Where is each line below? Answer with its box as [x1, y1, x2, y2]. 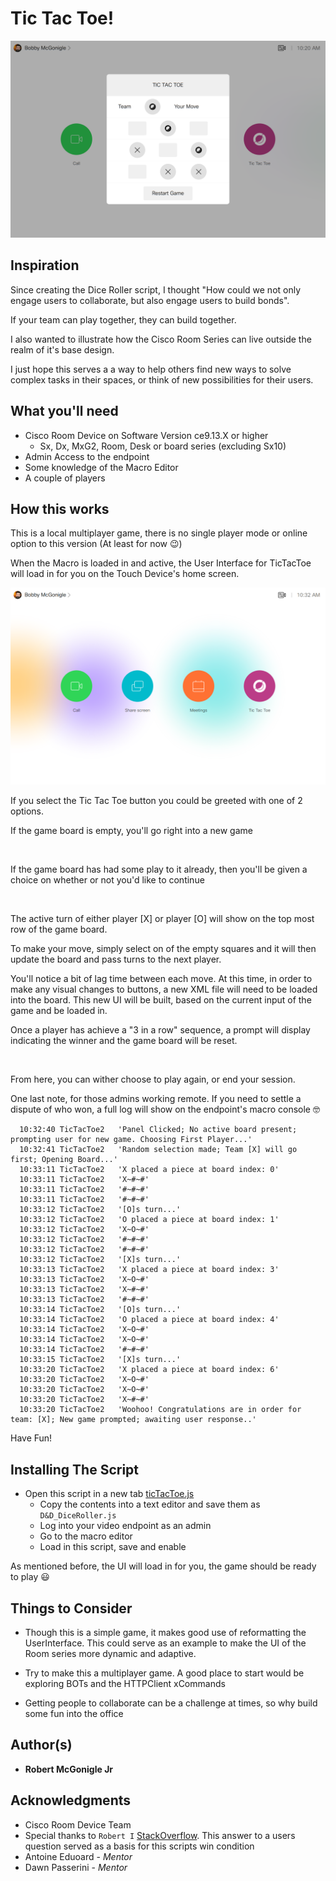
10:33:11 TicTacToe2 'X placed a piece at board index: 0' [19, 1165, 280, 1175]
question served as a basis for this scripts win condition [24, 1840, 255, 1852]
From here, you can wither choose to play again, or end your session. [10, 1073, 296, 1086]
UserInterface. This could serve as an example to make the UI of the [24, 1637, 307, 1649]
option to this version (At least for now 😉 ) [10, 538, 183, 550]
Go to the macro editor [39, 1530, 133, 1542]
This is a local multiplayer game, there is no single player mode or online [10, 527, 308, 539]
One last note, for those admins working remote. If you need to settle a [10, 1093, 302, 1105]
